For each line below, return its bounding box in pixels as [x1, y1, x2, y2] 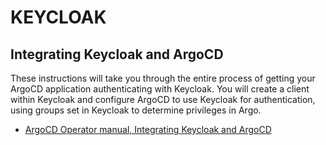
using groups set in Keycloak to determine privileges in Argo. [10, 104, 262, 116]
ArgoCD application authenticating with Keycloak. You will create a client [10, 83, 310, 95]
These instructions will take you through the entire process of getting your [10, 72, 316, 84]
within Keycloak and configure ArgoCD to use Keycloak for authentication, [10, 94, 316, 105]
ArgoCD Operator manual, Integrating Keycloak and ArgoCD [24, 124, 272, 135]
